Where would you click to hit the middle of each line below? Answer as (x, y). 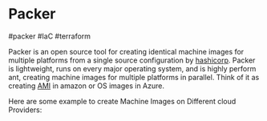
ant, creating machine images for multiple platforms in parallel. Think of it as (134, 77)
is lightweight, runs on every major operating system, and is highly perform (132, 68)
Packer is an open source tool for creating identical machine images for (126, 51)
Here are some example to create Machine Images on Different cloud (122, 101)
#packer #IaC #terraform (49, 36)
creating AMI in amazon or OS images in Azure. (87, 86)
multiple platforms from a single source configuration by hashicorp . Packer (132, 60)
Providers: (25, 110)
